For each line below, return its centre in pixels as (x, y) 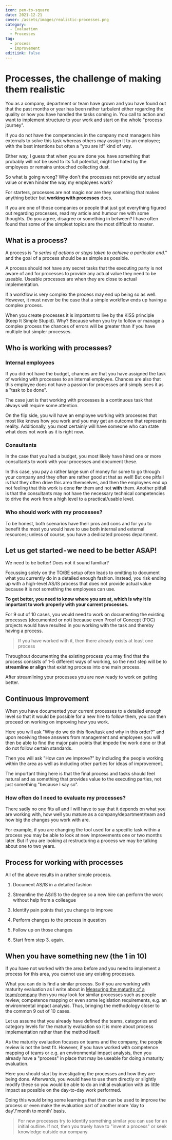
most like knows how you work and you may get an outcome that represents (86, 421)
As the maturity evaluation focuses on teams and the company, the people (84, 1042)
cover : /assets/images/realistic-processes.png (57, 20)
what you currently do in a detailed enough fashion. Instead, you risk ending (86, 578)
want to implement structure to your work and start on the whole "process (84, 120)
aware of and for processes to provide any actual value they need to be (81, 274)
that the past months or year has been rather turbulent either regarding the (84, 109)
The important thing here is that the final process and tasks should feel (80, 774)
